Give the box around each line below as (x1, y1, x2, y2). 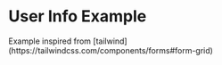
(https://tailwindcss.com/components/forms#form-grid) (8, 45, 213, 55)
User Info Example (8, 6, 147, 27)
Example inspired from (8, 36, 91, 46)
